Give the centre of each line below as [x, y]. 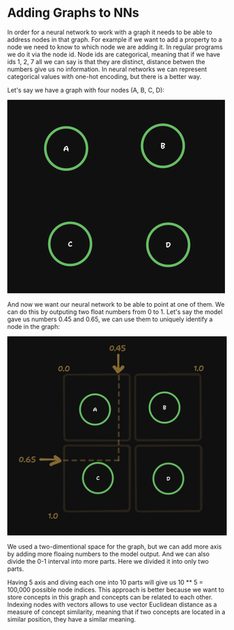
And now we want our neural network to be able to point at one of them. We [116, 304]
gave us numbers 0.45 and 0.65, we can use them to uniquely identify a [110, 319]
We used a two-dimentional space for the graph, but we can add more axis [115, 546]
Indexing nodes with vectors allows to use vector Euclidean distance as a [112, 604]
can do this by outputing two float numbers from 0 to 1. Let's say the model [115, 312]
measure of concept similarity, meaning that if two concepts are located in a [116, 612]
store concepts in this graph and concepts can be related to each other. [110, 597]
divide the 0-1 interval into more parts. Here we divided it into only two [108, 561]
